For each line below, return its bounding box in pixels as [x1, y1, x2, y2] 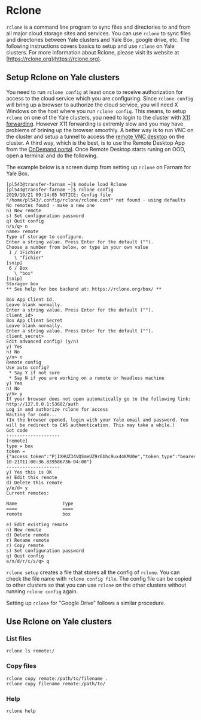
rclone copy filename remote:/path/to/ [6, 681, 106, 687]
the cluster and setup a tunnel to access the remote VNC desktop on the [6, 133, 185, 140]
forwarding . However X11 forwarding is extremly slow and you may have [6, 120, 184, 127]
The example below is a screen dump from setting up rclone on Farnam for [6, 163, 191, 170]
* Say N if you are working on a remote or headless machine [8, 375, 165, 381]
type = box [6, 443, 33, 449]
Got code [6, 427, 28, 434]
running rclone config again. [6, 587, 78, 595]
